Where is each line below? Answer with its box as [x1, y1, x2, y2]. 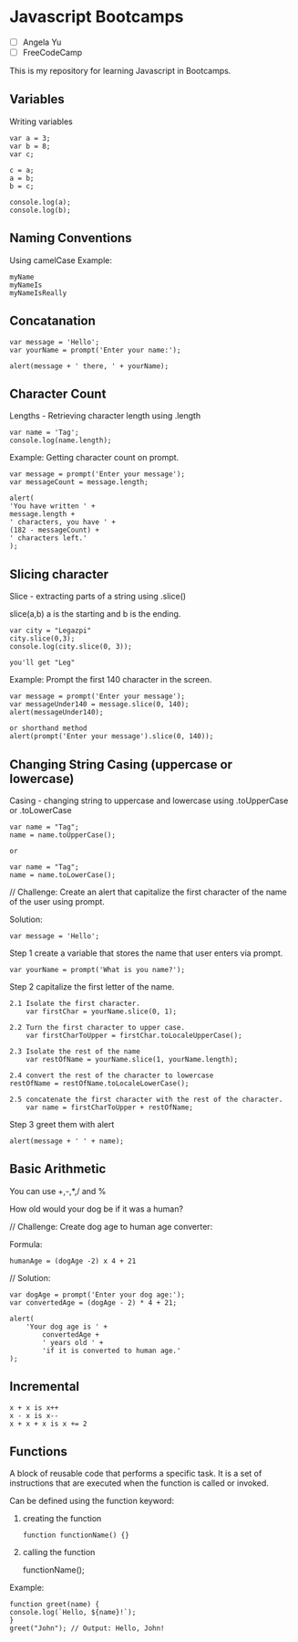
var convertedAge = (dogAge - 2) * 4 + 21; [9, 1298, 178, 1308]
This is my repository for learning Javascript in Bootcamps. [9, 66, 231, 77]
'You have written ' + [9, 502, 96, 511]
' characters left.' [9, 534, 88, 543]
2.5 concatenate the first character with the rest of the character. [9, 1095, 283, 1104]
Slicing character [9, 567, 109, 582]
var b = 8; [9, 142, 51, 151]
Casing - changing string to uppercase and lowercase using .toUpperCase [9, 795, 289, 806]
